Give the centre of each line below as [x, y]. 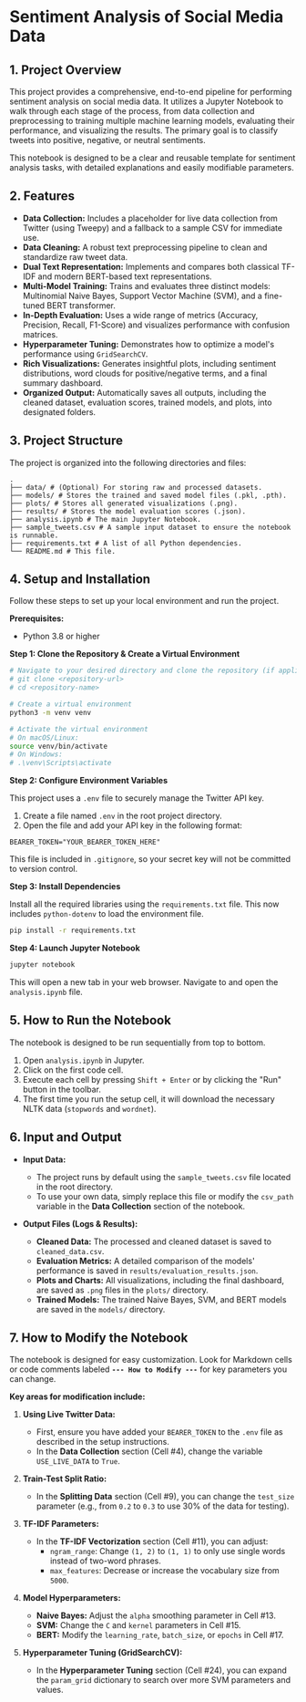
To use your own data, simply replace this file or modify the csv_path [165, 1196]
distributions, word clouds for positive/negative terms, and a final [145, 373]
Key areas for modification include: [77, 1396]
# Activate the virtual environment [79, 729]
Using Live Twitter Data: [69, 1415]
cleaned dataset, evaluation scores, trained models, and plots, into [147, 402]
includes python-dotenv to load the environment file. [107, 914]
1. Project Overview [66, 70]
